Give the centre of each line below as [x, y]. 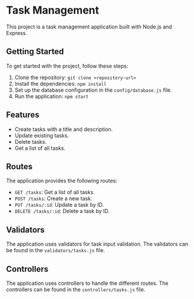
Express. [17, 33]
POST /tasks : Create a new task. [53, 198]
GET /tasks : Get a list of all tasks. [55, 192]
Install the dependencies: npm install [60, 83]
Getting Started [35, 52]
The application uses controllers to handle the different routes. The [88, 283]
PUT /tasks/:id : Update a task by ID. [59, 205]
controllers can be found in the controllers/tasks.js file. [76, 290]
